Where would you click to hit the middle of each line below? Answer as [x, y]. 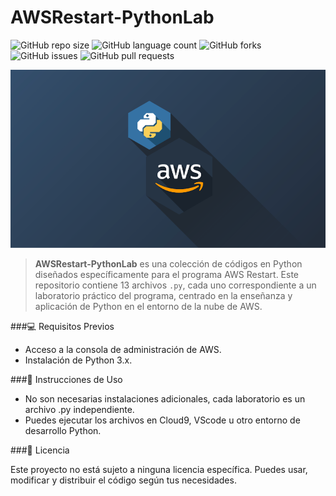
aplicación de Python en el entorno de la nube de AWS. [148, 306]
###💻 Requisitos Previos [62, 326]
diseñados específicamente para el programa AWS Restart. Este [167, 274]
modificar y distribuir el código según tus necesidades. [123, 480]
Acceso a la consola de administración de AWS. [123, 349]
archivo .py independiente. [79, 409]
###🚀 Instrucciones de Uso [66, 379]
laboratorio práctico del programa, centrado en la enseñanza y [163, 295]
